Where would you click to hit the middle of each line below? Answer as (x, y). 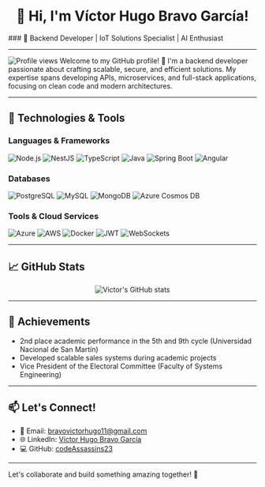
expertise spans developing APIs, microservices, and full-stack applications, (132, 77)
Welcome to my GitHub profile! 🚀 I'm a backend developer (154, 60)
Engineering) (40, 374)
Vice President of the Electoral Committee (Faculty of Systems (121, 366)
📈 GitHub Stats (47, 267)
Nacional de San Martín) (59, 349)
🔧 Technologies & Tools (67, 118)
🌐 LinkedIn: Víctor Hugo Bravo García (80, 439)
